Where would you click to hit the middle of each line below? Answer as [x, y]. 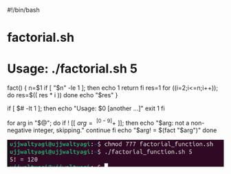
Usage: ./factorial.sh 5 [72, 69]
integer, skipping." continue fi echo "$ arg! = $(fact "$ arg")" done [125, 130]
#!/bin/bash [23, 10]
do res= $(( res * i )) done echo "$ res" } [63, 95]
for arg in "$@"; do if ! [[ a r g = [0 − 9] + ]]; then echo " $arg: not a [98, 122]
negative [20, 130]
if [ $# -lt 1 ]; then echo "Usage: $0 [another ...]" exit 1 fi [86, 108]
